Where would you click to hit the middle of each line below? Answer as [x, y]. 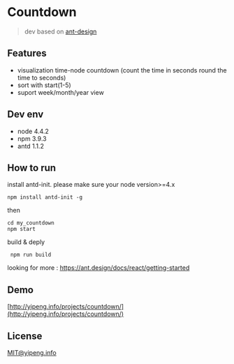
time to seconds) [42, 77]
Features [27, 53]
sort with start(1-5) [44, 85]
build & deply [26, 242]
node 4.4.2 [33, 131]
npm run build [31, 255]
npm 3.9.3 [32, 138]
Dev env [25, 115]
